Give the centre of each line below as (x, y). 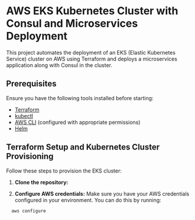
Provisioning (30, 156)
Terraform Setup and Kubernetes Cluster (83, 147)
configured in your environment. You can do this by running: (88, 200)
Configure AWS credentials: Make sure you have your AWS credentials (102, 193)
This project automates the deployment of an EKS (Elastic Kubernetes (91, 52)
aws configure (29, 211)
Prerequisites (31, 84)
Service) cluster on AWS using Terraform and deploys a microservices (92, 59)
